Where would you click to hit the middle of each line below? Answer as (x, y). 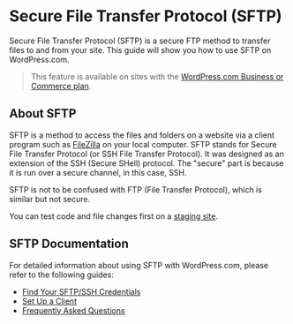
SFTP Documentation (69, 244)
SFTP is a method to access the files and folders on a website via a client (142, 135)
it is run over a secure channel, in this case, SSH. (98, 172)
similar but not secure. (50, 199)
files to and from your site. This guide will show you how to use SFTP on (140, 49)
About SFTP (43, 113)
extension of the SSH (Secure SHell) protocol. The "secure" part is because (146, 163)
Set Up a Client (49, 301)
